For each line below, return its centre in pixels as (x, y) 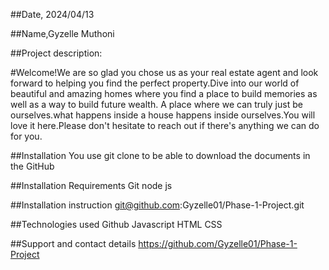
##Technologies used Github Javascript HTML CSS (116, 224)
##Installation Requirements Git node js (91, 185)
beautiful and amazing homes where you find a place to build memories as (164, 93)
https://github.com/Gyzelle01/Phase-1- (218, 243)
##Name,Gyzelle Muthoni (62, 33)
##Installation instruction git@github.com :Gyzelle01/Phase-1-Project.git (157, 205)
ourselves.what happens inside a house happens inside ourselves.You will (163, 115)
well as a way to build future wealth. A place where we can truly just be (156, 104)
